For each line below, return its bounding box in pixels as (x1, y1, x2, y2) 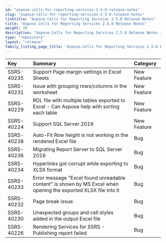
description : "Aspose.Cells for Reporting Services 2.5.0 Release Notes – (5, 30, 163, 35)
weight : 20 (5, 26, 28, 31)
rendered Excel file (33, 137, 77, 144)
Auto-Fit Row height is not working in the (33, 131, 128, 138)
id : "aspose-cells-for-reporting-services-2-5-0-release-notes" (5, 7, 140, 12)
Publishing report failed (33, 229, 87, 236)
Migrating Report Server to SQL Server (33, 146, 123, 153)
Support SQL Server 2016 (33, 120, 94, 127)
